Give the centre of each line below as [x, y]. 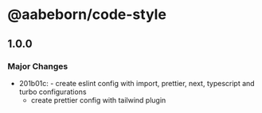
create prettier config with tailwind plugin [98, 100]
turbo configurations [53, 92]
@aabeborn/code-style [87, 15]
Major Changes [38, 66]
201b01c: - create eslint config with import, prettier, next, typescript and [137, 83]
